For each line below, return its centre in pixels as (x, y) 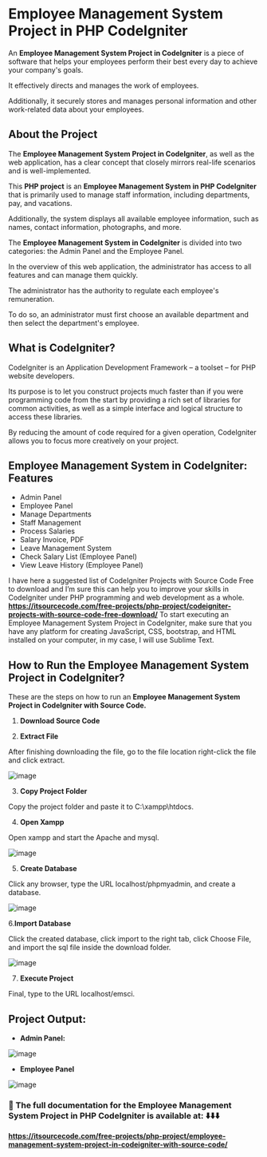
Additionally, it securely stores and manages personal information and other (133, 101)
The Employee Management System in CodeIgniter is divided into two (125, 242)
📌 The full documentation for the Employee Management (120, 1105)
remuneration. (31, 299)
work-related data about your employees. (76, 109)
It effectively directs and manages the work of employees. (104, 85)
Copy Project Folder (53, 791)
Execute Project (47, 978)
